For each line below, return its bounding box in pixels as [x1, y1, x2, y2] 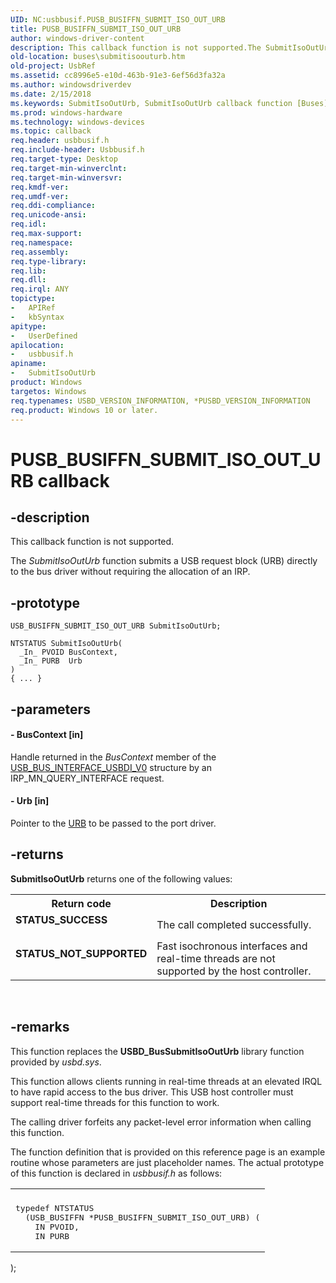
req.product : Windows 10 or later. [10, 405, 159, 415]
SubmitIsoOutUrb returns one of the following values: [10, 872, 233, 885]
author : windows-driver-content [10, 33, 145, 43]
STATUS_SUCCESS [15, 912, 108, 926]
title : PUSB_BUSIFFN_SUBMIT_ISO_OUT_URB [10, 24, 182, 34]
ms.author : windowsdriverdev [10, 80, 132, 90]
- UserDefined [10, 331, 78, 341]
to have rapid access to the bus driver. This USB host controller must [10, 1086, 294, 1098]
